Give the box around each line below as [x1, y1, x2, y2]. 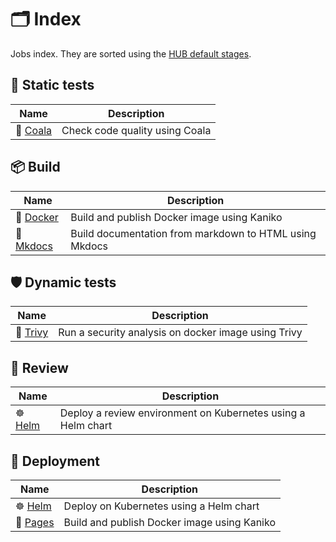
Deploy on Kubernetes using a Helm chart [63, 499, 260, 513]
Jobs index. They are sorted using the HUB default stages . [10, 47, 252, 60]
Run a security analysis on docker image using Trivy [58, 326, 303, 340]
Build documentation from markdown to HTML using [70, 226, 317, 240]
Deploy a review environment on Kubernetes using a [59, 406, 306, 420]
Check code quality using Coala [61, 123, 212, 137]
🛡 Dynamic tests [10, 274, 117, 291]
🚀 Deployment [10, 452, 100, 470]
